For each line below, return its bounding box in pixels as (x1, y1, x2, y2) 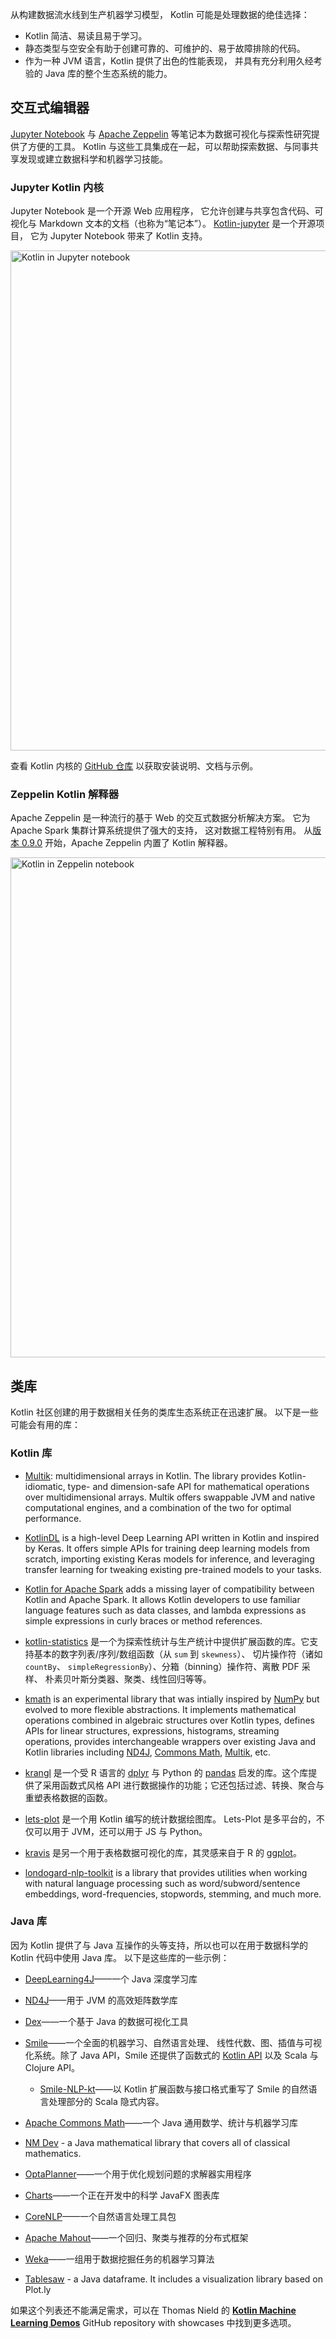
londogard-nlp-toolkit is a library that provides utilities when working (24, 1866, 308, 1878)
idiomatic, (24, 1480, 66, 1492)
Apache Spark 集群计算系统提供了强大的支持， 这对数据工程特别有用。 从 (10, 824, 313, 837)
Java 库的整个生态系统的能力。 (44, 68, 173, 79)
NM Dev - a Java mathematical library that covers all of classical (24, 2136, 291, 2148)
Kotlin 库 (10, 1446, 53, 1460)
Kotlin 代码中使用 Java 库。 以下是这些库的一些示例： (10, 1951, 230, 1963)
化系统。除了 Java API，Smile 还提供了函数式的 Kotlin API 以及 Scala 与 (24, 2049, 319, 2061)
